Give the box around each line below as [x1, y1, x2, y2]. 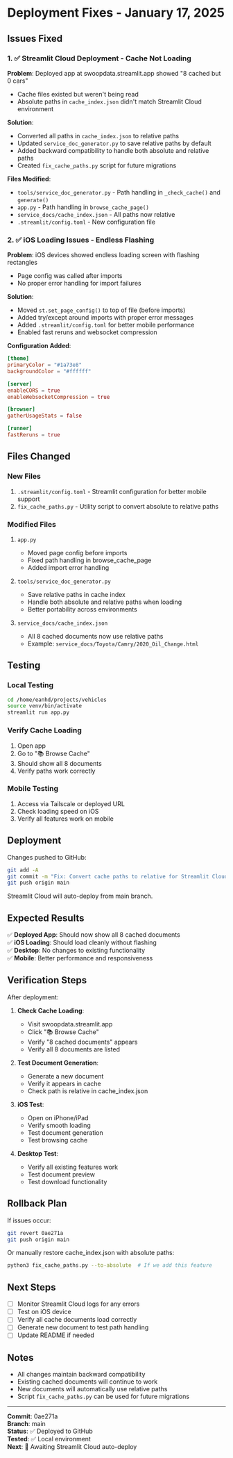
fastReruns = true [7, 432, 60, 439]
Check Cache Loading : [17, 1006, 85, 1015]
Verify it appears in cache [27, 1079, 102, 1088]
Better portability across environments [27, 605, 137, 613]
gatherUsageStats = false [7, 412, 82, 420]
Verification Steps [7, 974, 87, 986]
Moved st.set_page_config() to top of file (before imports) [17, 306, 186, 314]
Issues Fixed [7, 33, 63, 44]
